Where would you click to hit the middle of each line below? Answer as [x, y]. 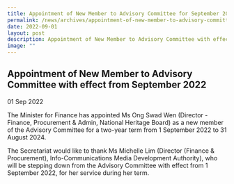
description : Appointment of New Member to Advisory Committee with [109, 40]
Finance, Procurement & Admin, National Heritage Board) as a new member [116, 122]
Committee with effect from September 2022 [107, 85]
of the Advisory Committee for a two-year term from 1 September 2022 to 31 [117, 130]
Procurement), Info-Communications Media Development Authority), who [112, 158]
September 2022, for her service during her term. [78, 173]
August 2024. [27, 137]
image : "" [22, 46]
